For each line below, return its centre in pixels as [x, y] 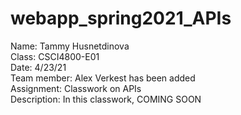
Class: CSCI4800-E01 [55, 56]
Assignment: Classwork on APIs [76, 88]
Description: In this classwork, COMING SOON [106, 99]
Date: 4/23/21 [38, 67]
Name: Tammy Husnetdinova [70, 46]
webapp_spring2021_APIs [121, 18]
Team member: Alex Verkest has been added [103, 78]
